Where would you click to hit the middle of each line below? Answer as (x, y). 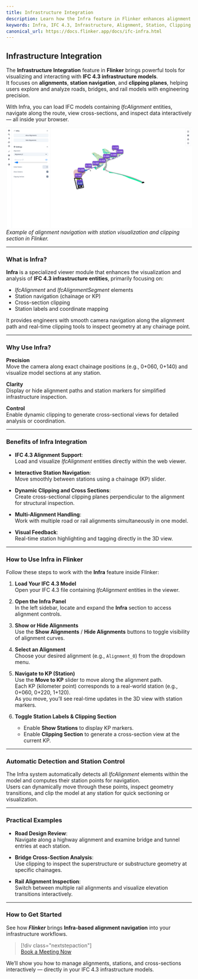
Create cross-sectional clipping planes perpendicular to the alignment (99, 497)
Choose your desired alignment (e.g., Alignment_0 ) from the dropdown (100, 656)
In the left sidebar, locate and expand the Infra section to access (93, 607)
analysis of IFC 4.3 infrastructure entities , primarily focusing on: (85, 279)
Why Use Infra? (29, 347)
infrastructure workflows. (37, 934)
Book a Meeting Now (46, 951)
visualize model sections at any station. (54, 373)
